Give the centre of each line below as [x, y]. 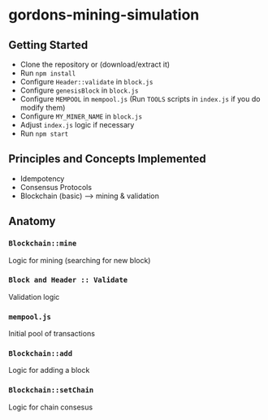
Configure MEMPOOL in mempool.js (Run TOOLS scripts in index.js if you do [140, 99]
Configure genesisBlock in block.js [79, 90]
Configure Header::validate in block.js [86, 82]
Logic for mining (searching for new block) [80, 260]
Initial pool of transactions [52, 334]
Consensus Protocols [56, 187]
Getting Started [48, 45]
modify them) [43, 108]
